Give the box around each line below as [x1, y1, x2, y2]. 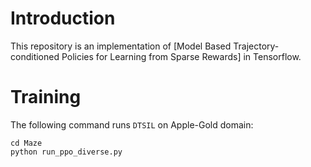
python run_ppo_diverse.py [10, 147, 123, 157]
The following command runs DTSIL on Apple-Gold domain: [10, 118, 254, 131]
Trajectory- [233, 40, 280, 52]
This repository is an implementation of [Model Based [10, 40, 232, 52]
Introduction [10, 7, 116, 30]
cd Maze [10, 138, 43, 148]
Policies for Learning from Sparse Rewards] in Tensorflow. [61, 50, 302, 62]
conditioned [10, 50, 60, 62]
